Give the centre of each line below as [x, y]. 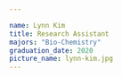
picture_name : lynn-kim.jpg [61, 59]
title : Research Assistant [59, 34]
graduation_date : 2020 [51, 50]
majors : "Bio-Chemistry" [55, 42]
